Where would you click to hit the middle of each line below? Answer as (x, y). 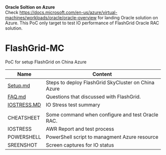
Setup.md (19, 85)
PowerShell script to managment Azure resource (102, 137)
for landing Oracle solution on (128, 18)
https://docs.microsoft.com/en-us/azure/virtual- (68, 12)
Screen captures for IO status (80, 145)
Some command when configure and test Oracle (102, 114)
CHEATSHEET (24, 117)
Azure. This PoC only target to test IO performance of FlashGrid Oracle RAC (82, 23)
